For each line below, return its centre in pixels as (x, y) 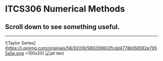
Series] (28, 43)
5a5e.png (15, 53)
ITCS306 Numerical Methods (65, 9)
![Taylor (13, 43)
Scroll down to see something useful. (62, 27)
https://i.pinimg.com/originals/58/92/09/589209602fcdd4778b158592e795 (82, 48)
